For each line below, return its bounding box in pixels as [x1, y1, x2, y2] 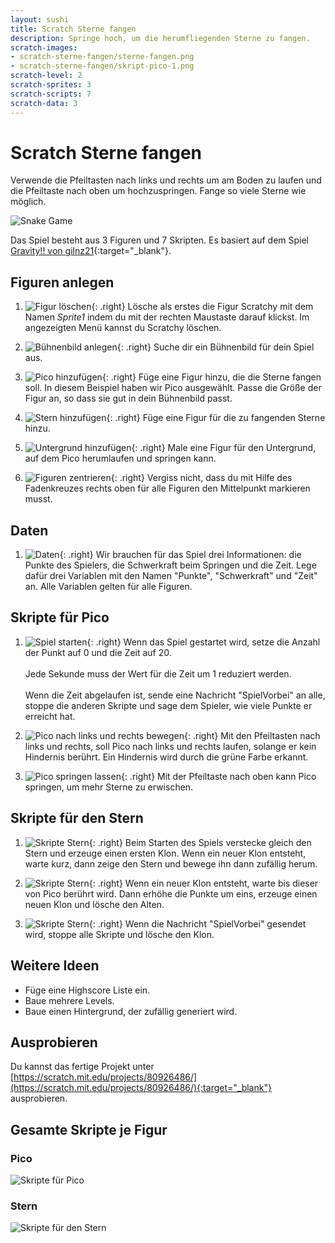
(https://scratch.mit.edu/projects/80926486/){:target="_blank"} [10, 1082, 272, 1094]
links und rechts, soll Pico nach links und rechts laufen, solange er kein [24, 740, 317, 752]
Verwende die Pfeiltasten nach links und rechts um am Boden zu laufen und [10, 174, 322, 186]
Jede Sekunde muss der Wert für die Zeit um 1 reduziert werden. [24, 667, 292, 680]
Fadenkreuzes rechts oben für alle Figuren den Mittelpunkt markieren [24, 482, 311, 495]
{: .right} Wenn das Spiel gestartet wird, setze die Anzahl [86, 636, 321, 648]
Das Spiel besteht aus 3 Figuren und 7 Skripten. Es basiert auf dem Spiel [10, 234, 309, 246]
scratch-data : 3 [10, 98, 78, 108]
